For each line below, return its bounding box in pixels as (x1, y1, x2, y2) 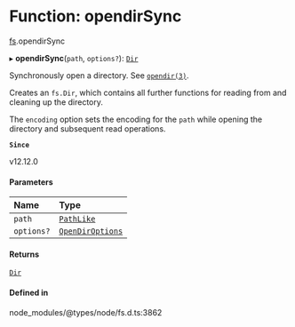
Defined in (9, 287, 49, 298)
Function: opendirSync (9, 6, 182, 27)
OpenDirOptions (59, 227, 124, 236)
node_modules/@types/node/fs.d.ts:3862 (9, 307, 163, 317)
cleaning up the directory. (9, 96, 104, 108)
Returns (9, 249, 40, 259)
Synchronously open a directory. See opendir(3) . (9, 69, 189, 81)
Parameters (9, 176, 53, 187)
